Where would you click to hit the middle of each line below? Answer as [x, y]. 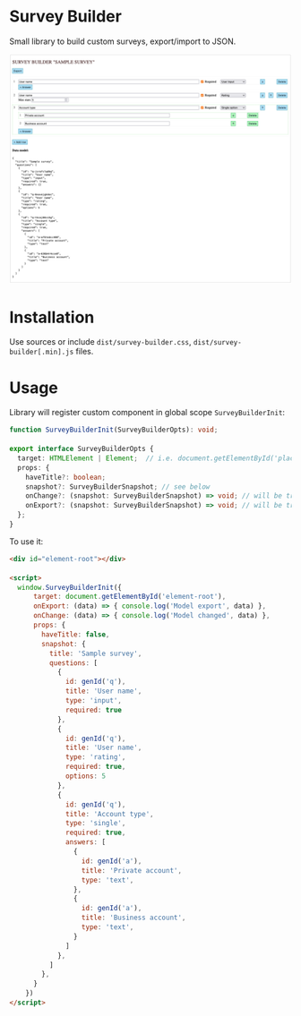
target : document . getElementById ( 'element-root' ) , [129, 597]
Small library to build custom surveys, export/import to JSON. [123, 41]
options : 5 [86, 776]
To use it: [26, 541]
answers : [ [86, 842]
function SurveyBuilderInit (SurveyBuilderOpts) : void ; [114, 430]
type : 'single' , [96, 824]
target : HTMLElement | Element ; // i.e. [96, 458]
